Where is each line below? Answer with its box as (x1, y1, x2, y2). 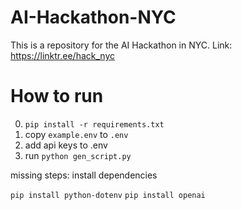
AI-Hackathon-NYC (10, 6, 177, 29)
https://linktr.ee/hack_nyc (10, 49, 115, 61)
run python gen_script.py (24, 149, 132, 161)
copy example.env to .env (24, 128, 129, 140)
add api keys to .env (24, 139, 108, 151)
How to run (10, 85, 104, 108)
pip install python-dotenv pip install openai (10, 190, 206, 200)
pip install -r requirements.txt (24, 119, 165, 130)
